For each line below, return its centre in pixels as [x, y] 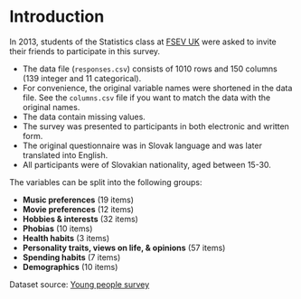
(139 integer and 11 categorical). [82, 78]
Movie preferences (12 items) [78, 209]
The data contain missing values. [84, 117]
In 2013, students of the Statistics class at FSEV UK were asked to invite [143, 42]
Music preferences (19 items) [78, 200]
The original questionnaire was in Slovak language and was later [142, 145]
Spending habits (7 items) [71, 257]
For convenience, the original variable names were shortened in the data [157, 88]
